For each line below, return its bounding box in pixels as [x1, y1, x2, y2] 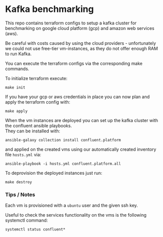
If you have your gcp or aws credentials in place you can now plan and [5, 94, 150, 100]
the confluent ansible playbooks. [5, 122, 72, 128]
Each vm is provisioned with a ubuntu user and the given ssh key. [5, 203, 138, 209]
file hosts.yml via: [5, 151, 41, 157]
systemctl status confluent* [5, 227, 66, 232]
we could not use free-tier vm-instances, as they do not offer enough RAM [5, 45, 158, 51]
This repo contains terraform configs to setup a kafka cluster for [5, 20, 137, 26]
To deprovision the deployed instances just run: [5, 170, 103, 176]
